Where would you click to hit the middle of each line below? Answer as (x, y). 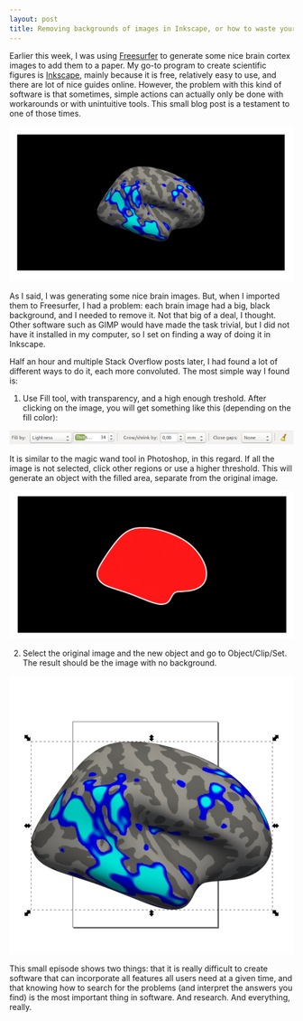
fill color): (40, 417)
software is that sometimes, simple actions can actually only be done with (147, 94)
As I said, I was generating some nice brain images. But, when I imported (145, 296)
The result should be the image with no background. (119, 663)
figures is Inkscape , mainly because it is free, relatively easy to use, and (143, 75)
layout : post (34, 19)
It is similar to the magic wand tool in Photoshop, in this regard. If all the (142, 459)
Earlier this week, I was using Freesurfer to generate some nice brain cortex (150, 55)
